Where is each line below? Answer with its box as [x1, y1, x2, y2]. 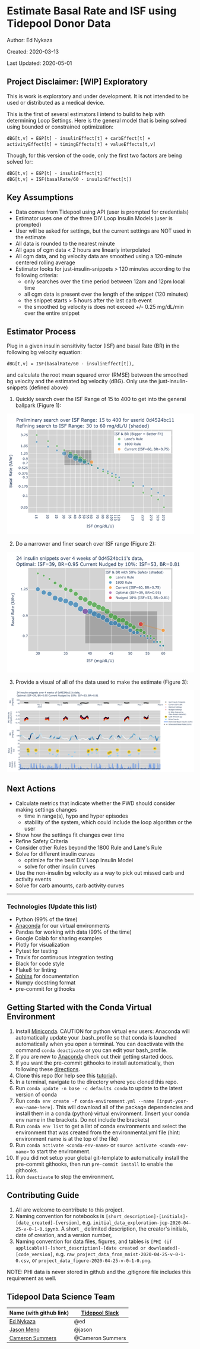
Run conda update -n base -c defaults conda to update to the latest [15, 1084, 183, 1091]
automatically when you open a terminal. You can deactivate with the [15, 1040, 185, 1047]
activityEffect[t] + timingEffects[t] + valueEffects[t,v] [7, 141, 156, 147]
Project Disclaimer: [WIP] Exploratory [7, 77, 148, 87]
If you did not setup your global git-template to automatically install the [15, 1154, 189, 1161]
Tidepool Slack [81, 1309, 119, 1316]
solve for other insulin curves [24, 863, 96, 870]
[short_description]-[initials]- [105, 1213, 189, 1219]
